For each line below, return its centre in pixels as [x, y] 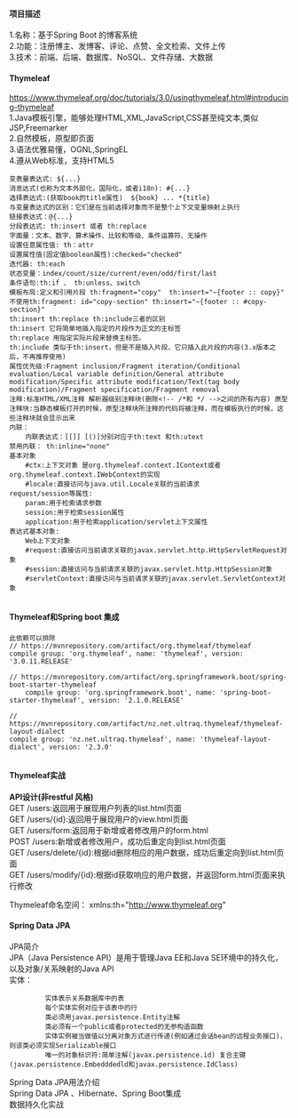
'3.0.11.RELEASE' [41, 661]
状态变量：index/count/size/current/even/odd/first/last [113, 274]
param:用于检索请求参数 [63, 503]
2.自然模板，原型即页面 [52, 139]
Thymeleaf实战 [38, 776]
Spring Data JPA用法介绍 [55, 1082]
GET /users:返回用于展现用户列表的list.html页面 [95, 808]
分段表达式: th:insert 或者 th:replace [78, 227]
